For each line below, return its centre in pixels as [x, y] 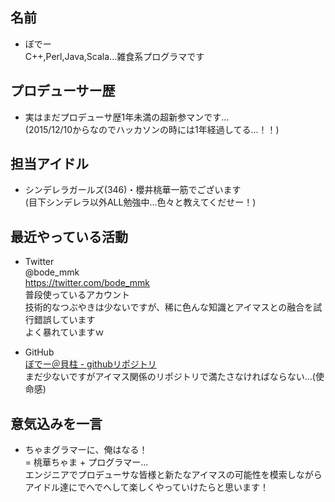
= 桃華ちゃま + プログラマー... [86, 462]
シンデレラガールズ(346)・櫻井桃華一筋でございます [133, 190]
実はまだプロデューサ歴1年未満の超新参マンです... [127, 117]
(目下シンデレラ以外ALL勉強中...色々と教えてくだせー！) [140, 202]
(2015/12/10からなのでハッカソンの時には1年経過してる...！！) [152, 129]
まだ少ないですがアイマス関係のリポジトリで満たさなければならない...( [170, 377]
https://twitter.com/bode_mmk [87, 283]
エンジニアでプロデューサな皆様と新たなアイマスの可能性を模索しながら [173, 475]
